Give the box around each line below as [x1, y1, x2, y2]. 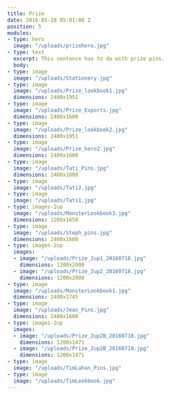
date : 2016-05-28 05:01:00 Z [7, 17, 91, 24]
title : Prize [7, 10, 45, 17]
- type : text [7, 49, 45, 56]
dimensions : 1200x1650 [13, 216, 79, 223]
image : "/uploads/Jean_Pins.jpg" [13, 306, 110, 314]
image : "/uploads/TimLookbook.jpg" [13, 377, 116, 385]
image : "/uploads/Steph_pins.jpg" [13, 229, 112, 236]
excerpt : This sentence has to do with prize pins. [13, 55, 165, 62]
